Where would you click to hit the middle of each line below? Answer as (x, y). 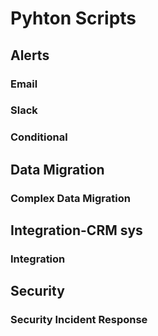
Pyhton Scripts (73, 18)
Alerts (30, 55)
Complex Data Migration (70, 198)
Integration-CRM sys (76, 230)
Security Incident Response (79, 320)
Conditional (39, 137)
